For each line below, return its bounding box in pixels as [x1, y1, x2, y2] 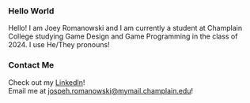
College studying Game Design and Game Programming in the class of [8, 31, 238, 41]
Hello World [8, 6, 55, 17]
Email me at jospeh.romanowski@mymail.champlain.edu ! [8, 86, 194, 95]
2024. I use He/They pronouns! [8, 40, 110, 50]
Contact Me [8, 60, 55, 71]
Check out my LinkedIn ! [8, 77, 85, 87]
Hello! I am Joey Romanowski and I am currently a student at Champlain [8, 24, 243, 33]
